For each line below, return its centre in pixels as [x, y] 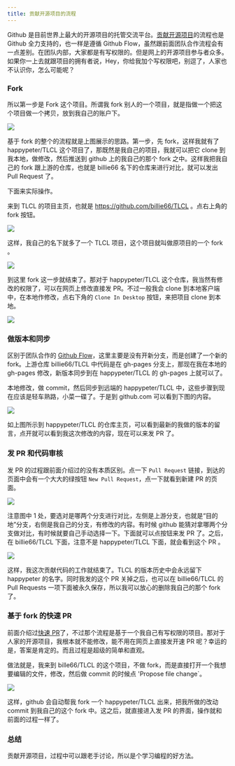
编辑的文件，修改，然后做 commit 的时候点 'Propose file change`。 [109, 673]
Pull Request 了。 [32, 176]
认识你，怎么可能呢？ [44, 69]
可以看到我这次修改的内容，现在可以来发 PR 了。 [108, 433]
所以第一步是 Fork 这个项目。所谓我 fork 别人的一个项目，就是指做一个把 [112, 104]
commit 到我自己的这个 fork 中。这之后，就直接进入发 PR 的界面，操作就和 [115, 710]
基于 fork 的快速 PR [40, 616]
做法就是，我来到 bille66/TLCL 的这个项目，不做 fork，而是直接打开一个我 [114, 665]
